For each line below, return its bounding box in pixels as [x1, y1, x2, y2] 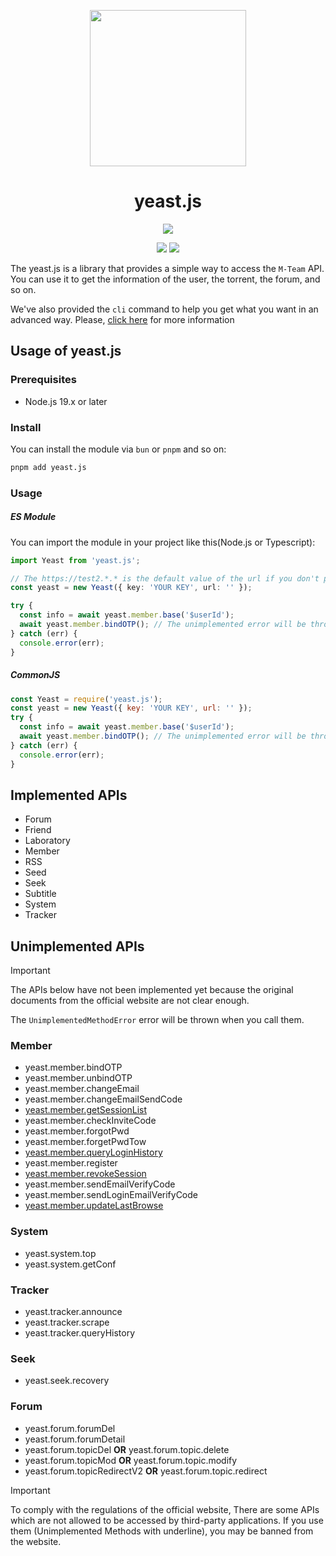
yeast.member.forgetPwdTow [24, 1136, 147, 1148]
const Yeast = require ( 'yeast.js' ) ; [10, 694, 163, 704]
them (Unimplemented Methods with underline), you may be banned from [10, 1525, 314, 1537]
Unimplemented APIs [10, 938, 145, 955]
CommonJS [10, 669, 61, 681]
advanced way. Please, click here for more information [10, 313, 235, 325]
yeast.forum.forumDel [24, 1422, 116, 1434]
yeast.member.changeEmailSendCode [24, 1093, 183, 1105]
